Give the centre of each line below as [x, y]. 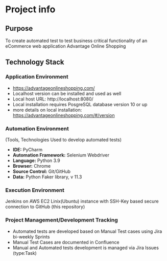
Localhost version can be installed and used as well [67, 93]
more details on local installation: [47, 110]
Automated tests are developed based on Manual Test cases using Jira [87, 231]
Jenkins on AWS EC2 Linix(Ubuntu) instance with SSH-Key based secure [82, 202]
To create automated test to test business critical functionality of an [76, 41]
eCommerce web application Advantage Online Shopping [66, 46]
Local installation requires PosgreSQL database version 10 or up [80, 104]
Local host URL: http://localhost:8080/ [53, 99]
